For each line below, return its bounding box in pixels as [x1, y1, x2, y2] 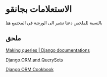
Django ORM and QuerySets [5, 57, 63, 63]
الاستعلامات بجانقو [5, 3, 72, 15]
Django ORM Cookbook [5, 66, 54, 72]
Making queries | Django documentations [5, 47, 90, 53]
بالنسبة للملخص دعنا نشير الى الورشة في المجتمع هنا [5, 20, 103, 26]
